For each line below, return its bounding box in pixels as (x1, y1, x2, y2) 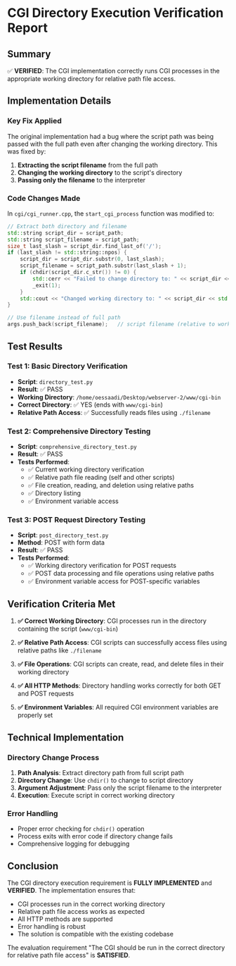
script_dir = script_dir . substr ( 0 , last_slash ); (20, 256, 165, 263)
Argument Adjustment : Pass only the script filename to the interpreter (17, 784, 223, 792)
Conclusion (7, 860, 59, 872)
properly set (17, 711, 53, 719)
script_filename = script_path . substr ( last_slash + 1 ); (20, 262, 188, 269)
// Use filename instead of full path (7, 314, 121, 321)
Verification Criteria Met (7, 597, 116, 610)
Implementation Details (7, 95, 112, 107)
